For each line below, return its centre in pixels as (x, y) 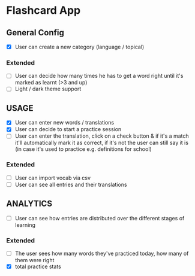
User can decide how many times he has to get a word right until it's (99, 76)
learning (25, 225)
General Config (35, 33)
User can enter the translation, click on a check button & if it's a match (102, 136)
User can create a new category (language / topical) (79, 47)
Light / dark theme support (48, 89)
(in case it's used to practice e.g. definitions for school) (83, 149)
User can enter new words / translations (64, 123)
